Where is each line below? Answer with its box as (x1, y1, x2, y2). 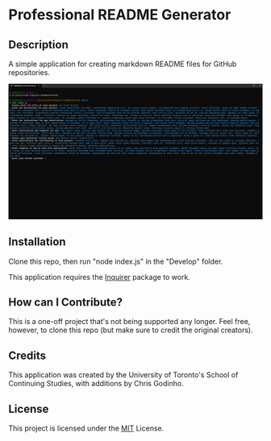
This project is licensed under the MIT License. (8, 423, 165, 433)
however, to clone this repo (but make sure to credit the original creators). (8, 325, 253, 335)
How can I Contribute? (8, 295, 123, 309)
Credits (8, 348, 47, 362)
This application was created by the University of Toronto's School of (8, 370, 239, 380)
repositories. (8, 68, 51, 77)
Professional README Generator (8, 6, 231, 24)
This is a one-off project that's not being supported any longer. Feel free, (8, 317, 251, 327)
